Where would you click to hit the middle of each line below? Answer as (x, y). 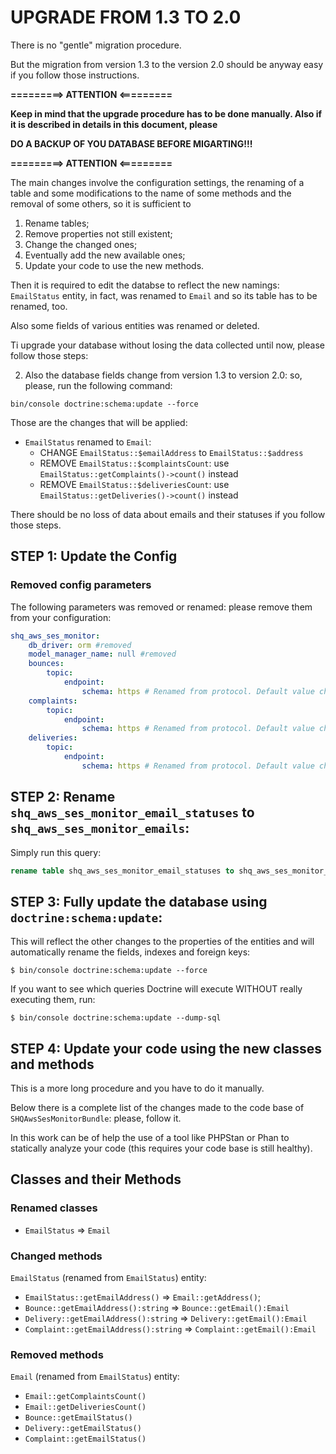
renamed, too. (39, 306)
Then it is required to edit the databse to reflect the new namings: (145, 285)
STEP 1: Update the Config (94, 556)
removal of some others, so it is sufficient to (101, 203)
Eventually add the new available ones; (105, 255)
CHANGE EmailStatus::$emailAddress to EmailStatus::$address (171, 452)
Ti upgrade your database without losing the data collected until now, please (167, 345)
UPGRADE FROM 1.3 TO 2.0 (126, 17)
